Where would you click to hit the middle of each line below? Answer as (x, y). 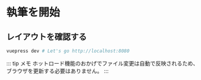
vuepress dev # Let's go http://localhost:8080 (68, 51)
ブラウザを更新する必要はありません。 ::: (57, 71)
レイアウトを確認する (46, 37)
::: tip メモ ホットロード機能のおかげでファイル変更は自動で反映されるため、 (102, 63)
